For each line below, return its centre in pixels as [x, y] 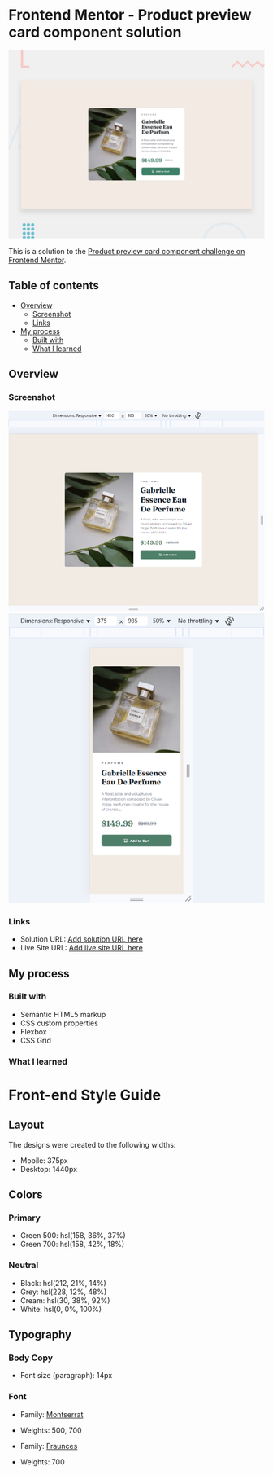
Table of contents [54, 285]
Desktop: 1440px [49, 1169]
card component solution [95, 32]
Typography [40, 1335]
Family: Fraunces [49, 1446]
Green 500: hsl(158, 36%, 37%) [73, 1236]
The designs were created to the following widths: [92, 1144]
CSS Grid [35, 1040]
